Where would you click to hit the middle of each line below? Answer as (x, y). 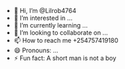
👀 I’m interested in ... (43, 18)
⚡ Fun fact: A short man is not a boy (65, 58)
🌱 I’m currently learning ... (51, 25)
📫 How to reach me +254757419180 (66, 40)
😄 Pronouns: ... (36, 50)
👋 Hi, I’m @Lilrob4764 (45, 11)
